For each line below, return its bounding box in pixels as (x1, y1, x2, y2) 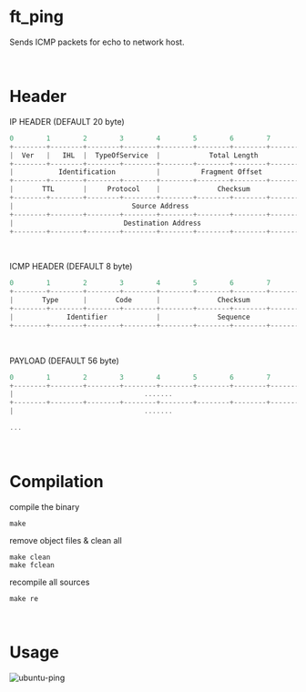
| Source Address (9, 201, 189, 210)
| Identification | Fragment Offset (9, 168, 262, 177)
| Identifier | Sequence (9, 312, 250, 321)
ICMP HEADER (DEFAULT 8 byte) (9, 261, 133, 272)
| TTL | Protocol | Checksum (9, 185, 250, 194)
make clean (9, 553, 51, 562)
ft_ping (9, 6, 64, 27)
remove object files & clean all (9, 534, 123, 545)
